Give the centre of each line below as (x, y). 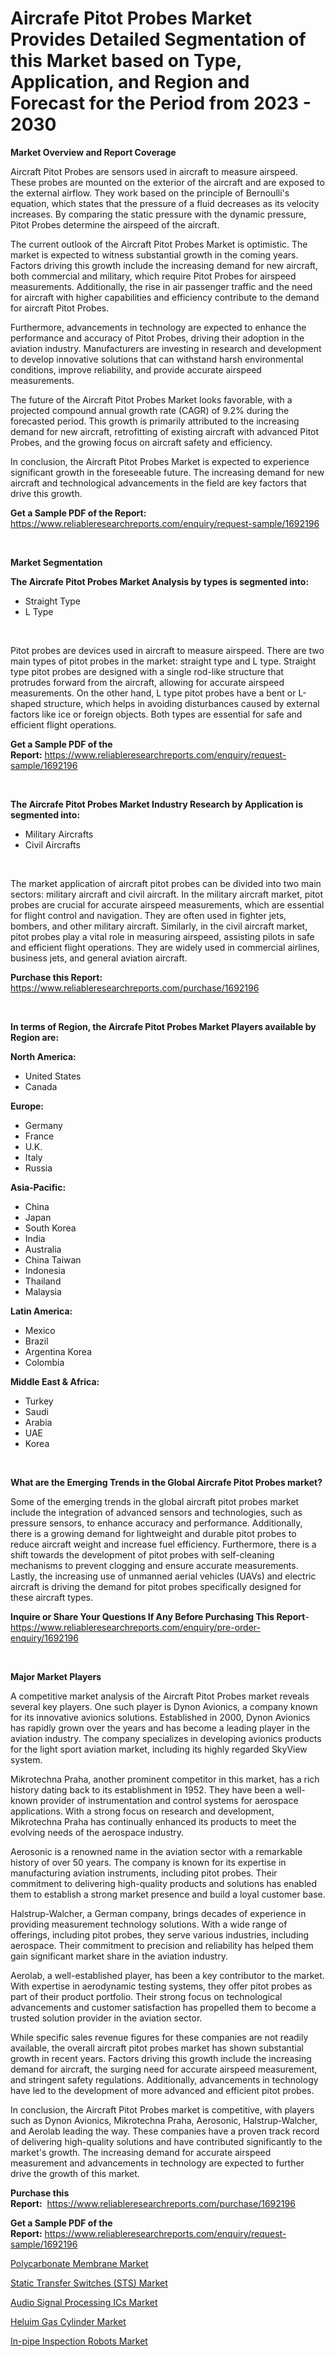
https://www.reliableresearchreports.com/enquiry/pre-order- (135, 1627)
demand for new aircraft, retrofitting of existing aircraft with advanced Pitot (165, 431)
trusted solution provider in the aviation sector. (106, 2018)
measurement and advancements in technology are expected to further (157, 2163)
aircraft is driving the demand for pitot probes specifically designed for (156, 1586)
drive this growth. (46, 493)
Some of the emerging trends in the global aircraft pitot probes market (155, 1501)
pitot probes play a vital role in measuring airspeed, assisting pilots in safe (162, 936)
